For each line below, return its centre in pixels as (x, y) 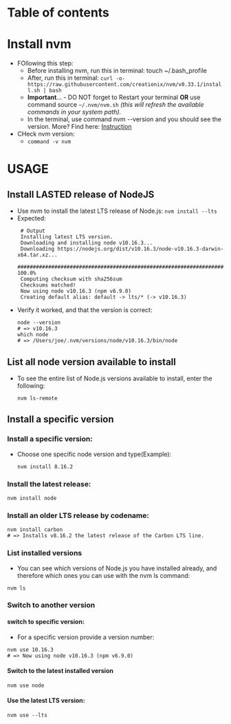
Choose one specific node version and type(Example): (94, 454)
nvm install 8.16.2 (45, 466)
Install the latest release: (49, 484)
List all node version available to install (92, 362)
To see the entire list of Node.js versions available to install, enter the (115, 378)
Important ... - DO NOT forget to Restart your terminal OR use (114, 97)
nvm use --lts (27, 715)
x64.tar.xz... (37, 255)
